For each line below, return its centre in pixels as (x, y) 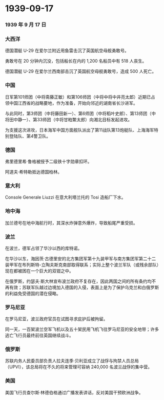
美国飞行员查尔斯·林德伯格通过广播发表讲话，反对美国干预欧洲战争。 (74, 392)
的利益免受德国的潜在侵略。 (33, 293)
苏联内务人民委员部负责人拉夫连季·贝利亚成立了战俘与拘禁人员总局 (72, 361)
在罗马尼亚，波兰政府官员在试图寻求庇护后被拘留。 (56, 319)
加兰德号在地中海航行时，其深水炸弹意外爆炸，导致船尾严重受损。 (71, 222)
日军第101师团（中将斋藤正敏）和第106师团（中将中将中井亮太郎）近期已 (78, 97)
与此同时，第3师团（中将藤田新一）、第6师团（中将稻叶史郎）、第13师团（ (78, 113)
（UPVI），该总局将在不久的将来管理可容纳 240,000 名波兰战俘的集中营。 (79, 367)
